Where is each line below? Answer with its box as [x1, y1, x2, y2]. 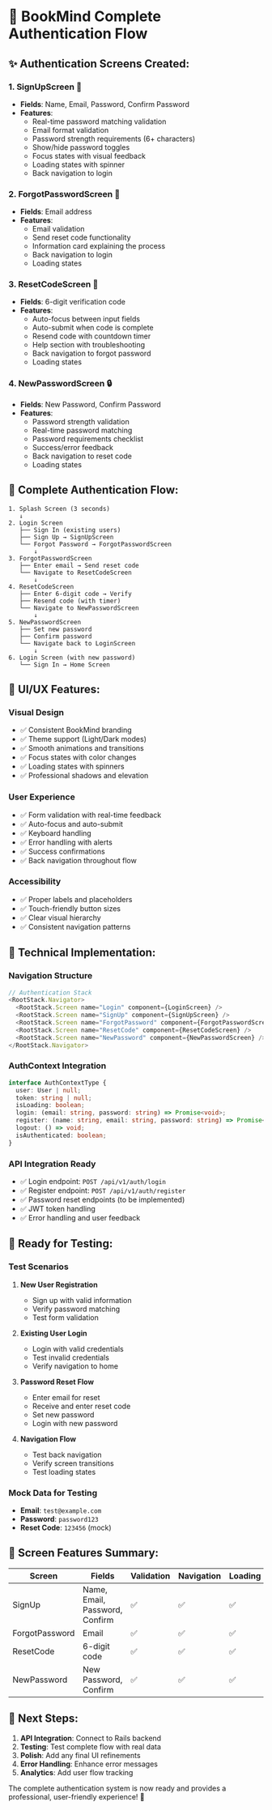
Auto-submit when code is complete [32, 323, 154, 333]
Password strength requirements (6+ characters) [32, 134, 196, 143]
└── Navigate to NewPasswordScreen [19, 603, 139, 612]
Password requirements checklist [32, 433, 144, 444]
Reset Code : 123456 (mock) [19, 1523, 112, 1532]
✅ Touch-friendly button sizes [19, 903, 121, 914]
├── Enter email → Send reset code [19, 561, 139, 569]
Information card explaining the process [32, 241, 166, 251]
